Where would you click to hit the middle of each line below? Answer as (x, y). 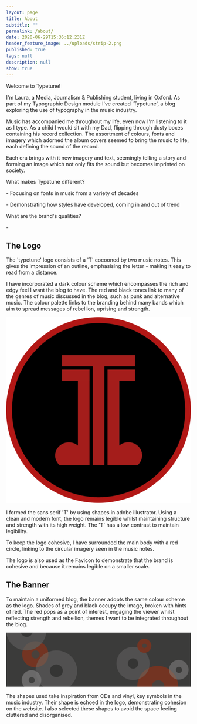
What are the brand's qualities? (44, 216)
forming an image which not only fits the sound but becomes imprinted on (96, 164)
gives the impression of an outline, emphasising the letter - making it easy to (98, 266)
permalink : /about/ (30, 31)
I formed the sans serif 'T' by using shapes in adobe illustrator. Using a (91, 512)
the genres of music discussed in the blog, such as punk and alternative (93, 296)
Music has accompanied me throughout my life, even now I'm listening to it (96, 121)
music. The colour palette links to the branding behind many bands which (95, 303)
